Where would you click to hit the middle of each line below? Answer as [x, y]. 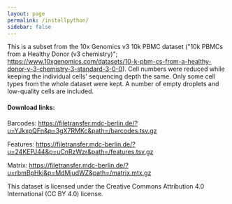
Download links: [31, 107]
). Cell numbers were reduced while [173, 69]
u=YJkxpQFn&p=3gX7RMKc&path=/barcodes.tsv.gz [82, 130]
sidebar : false [29, 27]
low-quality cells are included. [51, 91]
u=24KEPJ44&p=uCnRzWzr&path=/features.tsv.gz [80, 151]
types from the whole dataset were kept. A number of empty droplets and [113, 84]
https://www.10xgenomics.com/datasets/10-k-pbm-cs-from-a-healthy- [109, 62]
